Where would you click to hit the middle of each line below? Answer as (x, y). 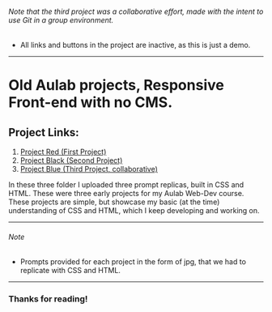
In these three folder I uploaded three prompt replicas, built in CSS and (126, 185)
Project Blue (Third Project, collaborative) (89, 169)
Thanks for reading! (48, 299)
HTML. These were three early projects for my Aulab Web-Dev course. (126, 194)
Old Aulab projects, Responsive (116, 85)
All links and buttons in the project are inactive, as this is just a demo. (135, 45)
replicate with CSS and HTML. (70, 271)
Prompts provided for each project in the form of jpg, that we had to (133, 262)
